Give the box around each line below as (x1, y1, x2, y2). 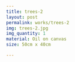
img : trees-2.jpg (6, 25, 49, 31)
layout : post (6, 14, 38, 20)
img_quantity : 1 (6, 31, 46, 37)
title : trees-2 (6, 8, 43, 15)
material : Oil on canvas (6, 36, 67, 42)
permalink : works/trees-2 (6, 19, 69, 25)
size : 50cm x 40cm (6, 42, 51, 48)
